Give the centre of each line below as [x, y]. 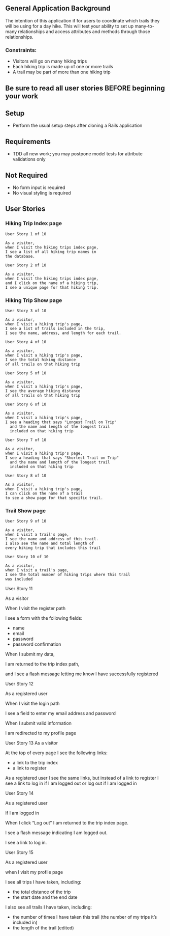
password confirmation [37, 644]
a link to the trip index [35, 763]
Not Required [27, 175]
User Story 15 [20, 852]
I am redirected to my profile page [41, 733]
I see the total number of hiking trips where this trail [68, 575]
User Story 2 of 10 [26, 265]
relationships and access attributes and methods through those [84, 31]
